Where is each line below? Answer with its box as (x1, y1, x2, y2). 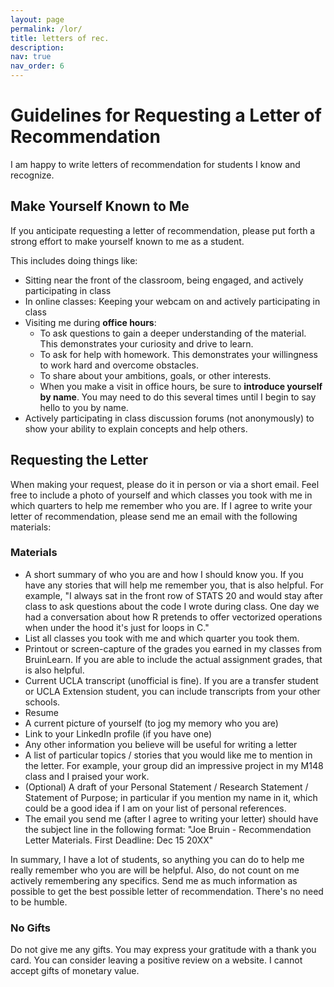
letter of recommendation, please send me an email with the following (10, 510, 298, 522)
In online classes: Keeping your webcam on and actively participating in (24, 295, 321, 307)
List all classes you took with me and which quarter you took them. (24, 632, 300, 644)
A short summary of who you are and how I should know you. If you (24, 568, 304, 580)
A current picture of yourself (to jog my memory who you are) (24, 717, 279, 729)
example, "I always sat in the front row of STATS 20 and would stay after (24, 589, 323, 601)
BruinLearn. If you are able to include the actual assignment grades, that (24, 653, 323, 665)
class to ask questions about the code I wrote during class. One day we (24, 600, 320, 612)
